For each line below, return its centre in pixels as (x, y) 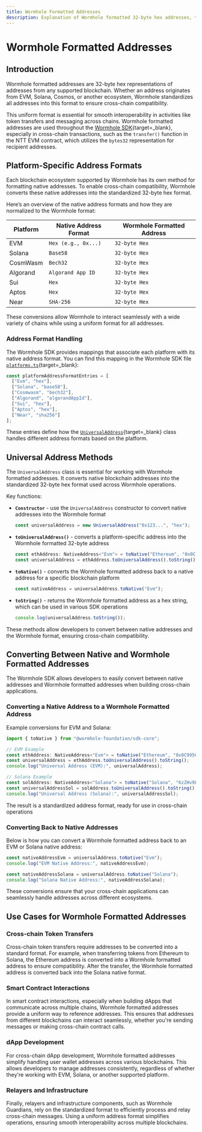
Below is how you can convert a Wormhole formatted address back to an (96, 840)
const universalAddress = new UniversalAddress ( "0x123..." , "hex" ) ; (103, 525)
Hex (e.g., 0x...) (75, 243)
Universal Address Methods (60, 457)
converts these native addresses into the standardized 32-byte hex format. (99, 193)
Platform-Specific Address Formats (74, 165)
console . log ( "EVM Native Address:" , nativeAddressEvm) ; (78, 863)
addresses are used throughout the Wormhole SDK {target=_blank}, (90, 128)
